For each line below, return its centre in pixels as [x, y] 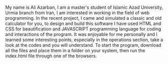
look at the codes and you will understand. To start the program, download [83, 45]
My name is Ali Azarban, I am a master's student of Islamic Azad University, [84, 7]
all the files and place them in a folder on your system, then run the [75, 51]
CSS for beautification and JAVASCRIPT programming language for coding [83, 29]
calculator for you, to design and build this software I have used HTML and [83, 23]
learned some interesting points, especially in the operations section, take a [84, 40]
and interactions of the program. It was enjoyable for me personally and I [81, 34]
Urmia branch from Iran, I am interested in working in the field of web [77, 13]
